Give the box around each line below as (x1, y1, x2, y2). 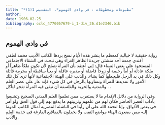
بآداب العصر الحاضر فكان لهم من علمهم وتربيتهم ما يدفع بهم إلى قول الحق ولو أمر (5, 98, 155, 104)
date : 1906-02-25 (5, 16, 41, 21)
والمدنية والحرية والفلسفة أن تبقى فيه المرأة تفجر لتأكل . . (5, 84, 111, 90)
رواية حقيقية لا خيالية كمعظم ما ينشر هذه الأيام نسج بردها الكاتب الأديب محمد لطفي (5, 52, 157, 58)
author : (5, 12, 22, 17)
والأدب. (5, 114, 19, 120)
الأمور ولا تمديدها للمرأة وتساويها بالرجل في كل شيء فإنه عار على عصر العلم (5, 78, 146, 84)
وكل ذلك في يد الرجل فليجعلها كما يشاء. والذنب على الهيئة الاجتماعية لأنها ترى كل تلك (5, 73, 161, 79)
